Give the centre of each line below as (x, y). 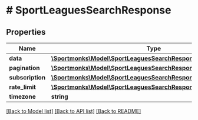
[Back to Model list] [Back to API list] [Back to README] (74, 111)
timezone (23, 96)
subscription (27, 77)
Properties (26, 32)
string (60, 96)
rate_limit (23, 87)
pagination (24, 68)
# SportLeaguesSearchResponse (89, 10)
